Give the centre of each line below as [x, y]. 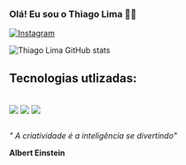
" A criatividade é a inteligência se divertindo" [93, 136]
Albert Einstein [37, 153]
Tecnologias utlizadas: [73, 78]
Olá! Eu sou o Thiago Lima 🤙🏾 [73, 14]
